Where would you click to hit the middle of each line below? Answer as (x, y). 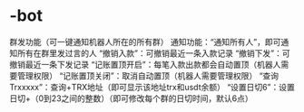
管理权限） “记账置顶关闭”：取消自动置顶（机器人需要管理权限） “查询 (148, 75)
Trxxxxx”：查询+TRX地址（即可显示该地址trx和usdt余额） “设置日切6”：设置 (152, 87)
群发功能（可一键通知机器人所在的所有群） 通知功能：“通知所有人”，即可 (145, 42)
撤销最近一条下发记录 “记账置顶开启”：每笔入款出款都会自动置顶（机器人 (145, 64)
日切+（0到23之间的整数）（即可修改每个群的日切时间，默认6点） (131, 98)
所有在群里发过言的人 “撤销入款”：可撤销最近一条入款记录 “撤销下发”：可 (153, 53)
